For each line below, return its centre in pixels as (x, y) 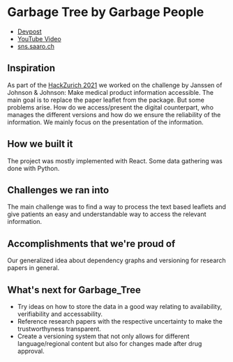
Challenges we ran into (58, 190)
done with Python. (33, 168)
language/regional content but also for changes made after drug (110, 344)
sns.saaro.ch (36, 46)
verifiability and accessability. (60, 314)
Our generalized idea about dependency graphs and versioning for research (117, 261)
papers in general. (33, 268)
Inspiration (31, 68)
